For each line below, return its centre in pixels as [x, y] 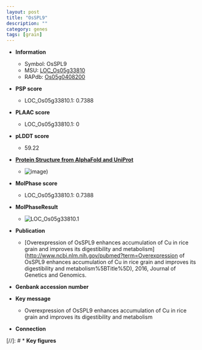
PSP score [28, 89]
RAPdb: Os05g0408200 [55, 77]
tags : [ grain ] [24, 35]
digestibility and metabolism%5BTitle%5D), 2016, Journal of [100, 269]
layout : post [23, 12]
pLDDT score [32, 136]
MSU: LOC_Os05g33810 [55, 70]
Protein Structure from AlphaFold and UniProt [74, 160]
